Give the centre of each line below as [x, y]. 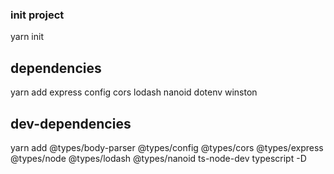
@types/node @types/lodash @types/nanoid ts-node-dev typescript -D [158, 158]
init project [37, 15]
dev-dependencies [71, 123]
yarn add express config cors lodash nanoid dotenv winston [134, 92]
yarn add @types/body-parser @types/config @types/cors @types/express [167, 147]
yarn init [27, 37]
